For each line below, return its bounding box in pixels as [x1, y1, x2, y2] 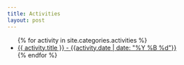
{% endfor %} [17, 50, 58, 59]
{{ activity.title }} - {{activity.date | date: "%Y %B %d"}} [17, 43, 177, 52]
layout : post [7, 17, 45, 24]
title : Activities [7, 10, 61, 17]
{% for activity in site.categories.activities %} [17, 36, 148, 44]
